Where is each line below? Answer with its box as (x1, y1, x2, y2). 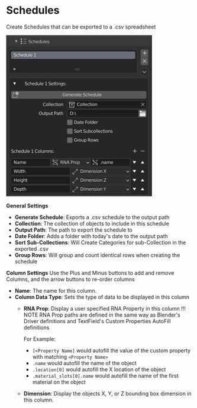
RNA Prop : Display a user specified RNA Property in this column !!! (23, 305, 186, 312)
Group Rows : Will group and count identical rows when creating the (14, 251, 180, 258)
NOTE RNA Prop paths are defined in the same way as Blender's (23, 311, 180, 318)
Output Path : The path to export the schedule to (14, 226, 133, 233)
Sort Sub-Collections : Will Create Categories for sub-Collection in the (14, 239, 186, 246)
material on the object (32, 378, 86, 385)
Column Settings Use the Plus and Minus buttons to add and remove (6, 269, 175, 276)
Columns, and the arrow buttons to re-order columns (6, 276, 135, 283)
